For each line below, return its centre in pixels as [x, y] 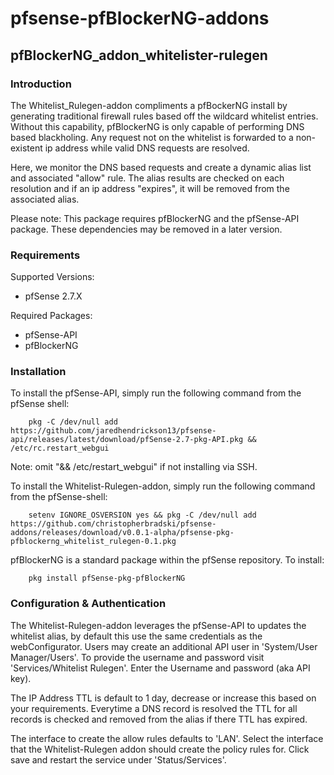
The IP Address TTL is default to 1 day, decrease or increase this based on [163, 698]
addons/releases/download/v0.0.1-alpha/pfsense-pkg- [122, 533]
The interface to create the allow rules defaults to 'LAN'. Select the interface [167, 738]
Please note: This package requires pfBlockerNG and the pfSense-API [155, 218]
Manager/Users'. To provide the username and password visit [137, 657]
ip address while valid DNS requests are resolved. [147, 148]
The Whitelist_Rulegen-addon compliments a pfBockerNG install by [149, 105]
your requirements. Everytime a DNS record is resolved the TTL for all [154, 708]
